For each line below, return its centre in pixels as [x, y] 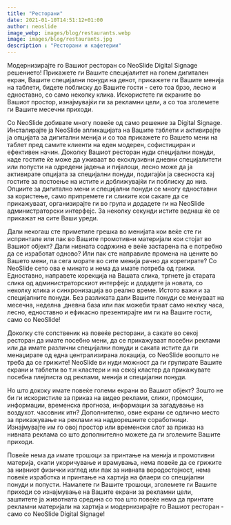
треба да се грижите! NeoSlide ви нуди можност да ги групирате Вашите [115, 362]
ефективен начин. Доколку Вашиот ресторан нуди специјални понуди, [111, 152]
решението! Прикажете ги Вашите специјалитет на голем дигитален [108, 73]
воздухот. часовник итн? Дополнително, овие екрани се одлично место [113, 412]
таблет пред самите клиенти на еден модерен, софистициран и [101, 145]
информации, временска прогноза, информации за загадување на [106, 405]
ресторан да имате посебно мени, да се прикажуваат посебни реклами [114, 340]
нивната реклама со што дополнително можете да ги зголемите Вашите [114, 435]
